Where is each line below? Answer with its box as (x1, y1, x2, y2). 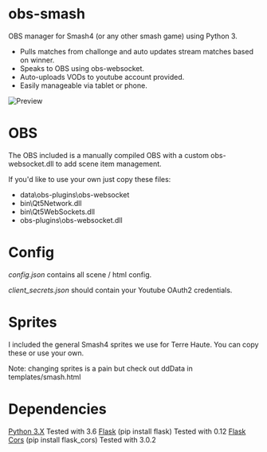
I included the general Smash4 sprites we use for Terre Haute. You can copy (8, 339, 259, 349)
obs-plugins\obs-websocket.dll (19, 215, 123, 224)
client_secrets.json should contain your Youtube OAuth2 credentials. (8, 285, 233, 295)
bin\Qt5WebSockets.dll (19, 207, 96, 216)
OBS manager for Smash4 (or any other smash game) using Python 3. (8, 31, 238, 41)
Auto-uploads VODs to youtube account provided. (19, 72, 185, 81)
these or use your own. (8, 348, 84, 358)
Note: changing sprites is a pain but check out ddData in (8, 363, 193, 373)
